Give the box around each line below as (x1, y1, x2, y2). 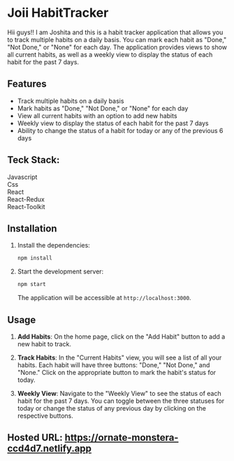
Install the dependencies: (17, 241, 91, 250)
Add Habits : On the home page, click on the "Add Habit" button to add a (17, 332, 226, 341)
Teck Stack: (7, 154, 60, 166)
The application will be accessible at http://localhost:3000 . (17, 294, 191, 302)
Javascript (7, 173, 38, 181)
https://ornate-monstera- (64, 432, 179, 444)
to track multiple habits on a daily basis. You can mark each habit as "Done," (7, 35, 227, 43)
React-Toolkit (7, 202, 45, 211)
